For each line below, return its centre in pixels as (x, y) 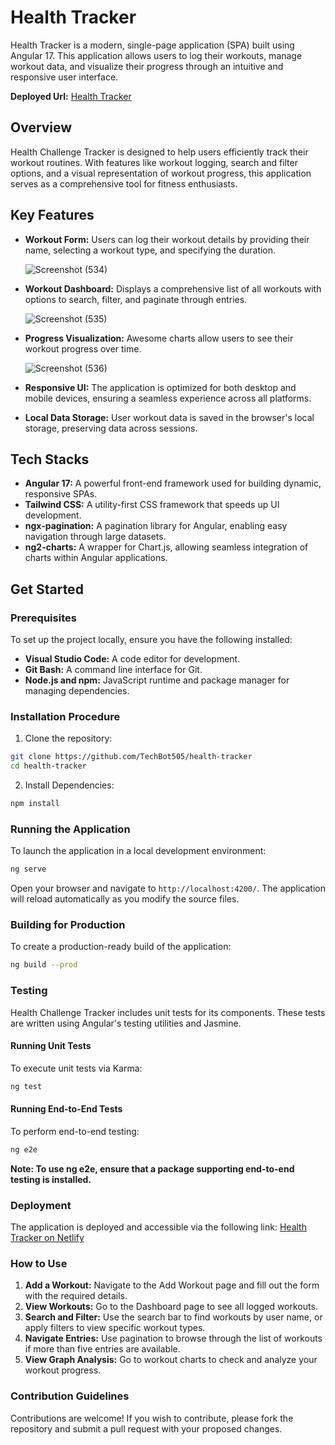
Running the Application (70, 829)
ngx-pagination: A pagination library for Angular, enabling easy (156, 526)
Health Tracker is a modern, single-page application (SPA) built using (152, 45)
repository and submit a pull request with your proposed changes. (146, 1428)
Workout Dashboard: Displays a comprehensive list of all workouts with (173, 288)
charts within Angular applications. (96, 558)
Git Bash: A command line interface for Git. (113, 670)
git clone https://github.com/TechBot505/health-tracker (131, 757)
